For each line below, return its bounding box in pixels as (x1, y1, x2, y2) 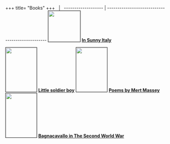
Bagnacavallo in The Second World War (38, 133, 124, 139)
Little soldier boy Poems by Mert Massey (38, 87, 160, 93)
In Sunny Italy (81, 37, 112, 43)
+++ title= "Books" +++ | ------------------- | (5, 5, 107, 11)
